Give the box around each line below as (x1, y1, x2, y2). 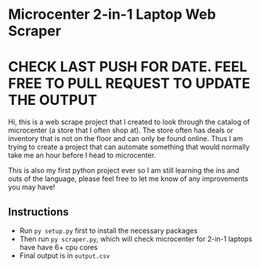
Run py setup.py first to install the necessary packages (19, 226, 198, 235)
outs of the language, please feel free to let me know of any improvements (8, 174, 249, 183)
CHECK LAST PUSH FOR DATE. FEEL (8, 58, 247, 76)
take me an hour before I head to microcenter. (8, 150, 157, 160)
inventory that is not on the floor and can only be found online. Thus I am (8, 134, 244, 143)
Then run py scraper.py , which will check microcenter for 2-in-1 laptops (19, 234, 253, 244)
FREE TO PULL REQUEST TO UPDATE (8, 74, 251, 92)
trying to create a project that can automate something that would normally (8, 143, 250, 152)
